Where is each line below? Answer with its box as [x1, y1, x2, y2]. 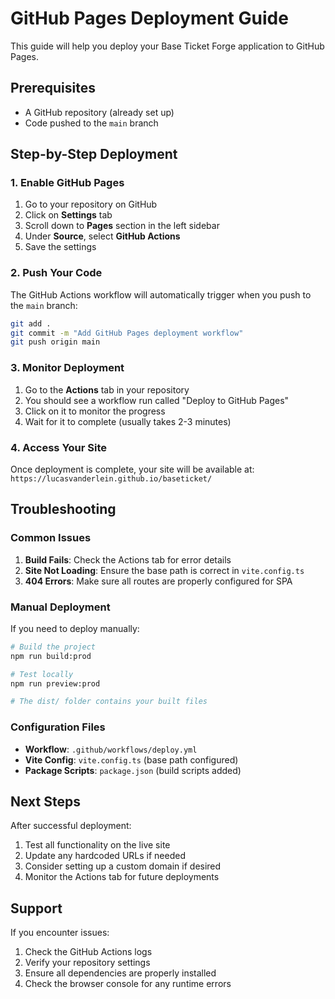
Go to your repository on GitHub [24, 198, 158, 211]
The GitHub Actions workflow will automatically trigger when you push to [10, 288, 312, 301]
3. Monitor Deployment [10, 361, 125, 375]
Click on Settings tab [24, 209, 113, 221]
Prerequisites [10, 80, 96, 97]
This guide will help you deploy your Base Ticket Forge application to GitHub [10, 40, 325, 52]
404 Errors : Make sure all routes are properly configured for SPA [24, 575, 293, 587]
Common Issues [10, 531, 92, 545]
